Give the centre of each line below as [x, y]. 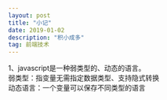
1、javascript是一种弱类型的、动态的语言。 [77, 69]
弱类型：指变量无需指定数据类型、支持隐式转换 [83, 78]
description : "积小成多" [46, 37]
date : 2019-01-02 [36, 30]
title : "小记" [30, 23]
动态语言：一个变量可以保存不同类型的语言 [77, 88]
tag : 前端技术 [29, 45]
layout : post [29, 15]
